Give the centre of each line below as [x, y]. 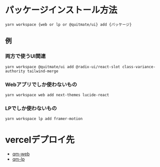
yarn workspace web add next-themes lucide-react [57, 95]
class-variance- [139, 67]
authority [15, 71]
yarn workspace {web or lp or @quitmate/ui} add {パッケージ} [68, 24]
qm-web [21, 154]
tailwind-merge [42, 71]
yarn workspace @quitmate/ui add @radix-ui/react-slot [63, 67]
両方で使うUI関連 [25, 56]
